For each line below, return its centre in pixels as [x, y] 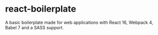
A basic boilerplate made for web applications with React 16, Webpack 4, [79, 22]
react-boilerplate [41, 9]
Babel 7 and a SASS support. [35, 27]
